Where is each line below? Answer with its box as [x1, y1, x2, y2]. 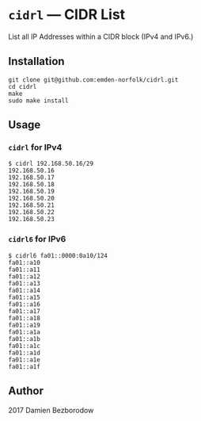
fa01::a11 [8, 266, 41, 274]
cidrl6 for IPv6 [8, 234, 66, 245]
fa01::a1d [8, 349, 41, 357]
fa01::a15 [8, 293, 41, 301]
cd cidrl [8, 82, 37, 90]
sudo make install [8, 97, 69, 105]
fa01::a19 [8, 321, 41, 329]
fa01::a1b [8, 335, 41, 343]
